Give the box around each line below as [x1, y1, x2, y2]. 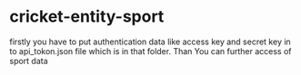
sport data [9, 55, 48, 66]
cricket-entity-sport [9, 6, 165, 27]
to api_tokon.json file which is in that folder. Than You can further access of [9, 45, 293, 56]
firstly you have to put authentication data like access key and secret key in [9, 36, 291, 47]
